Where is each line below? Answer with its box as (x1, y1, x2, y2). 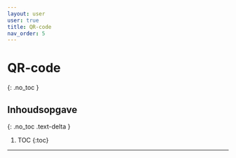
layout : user (7, 10, 46, 18)
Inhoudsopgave (7, 103, 77, 116)
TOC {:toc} (17, 136, 49, 144)
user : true (7, 17, 39, 24)
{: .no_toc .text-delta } (7, 122, 71, 131)
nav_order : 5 (7, 29, 46, 37)
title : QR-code (7, 23, 52, 30)
